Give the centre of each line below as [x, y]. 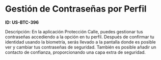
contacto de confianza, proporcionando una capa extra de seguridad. [75, 52]
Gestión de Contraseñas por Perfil [76, 9]
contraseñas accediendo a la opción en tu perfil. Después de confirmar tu [80, 37]
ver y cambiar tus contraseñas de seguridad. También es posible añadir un [80, 47]
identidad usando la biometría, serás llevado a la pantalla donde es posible [80, 42]
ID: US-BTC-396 [22, 22]
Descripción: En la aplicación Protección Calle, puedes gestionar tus [74, 31]
